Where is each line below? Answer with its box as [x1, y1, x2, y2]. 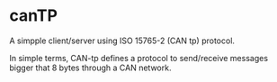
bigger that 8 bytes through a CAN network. [9, 62, 172, 73]
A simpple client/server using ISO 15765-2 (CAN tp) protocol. [9, 35, 236, 46]
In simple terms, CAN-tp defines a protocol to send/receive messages [9, 52, 268, 63]
